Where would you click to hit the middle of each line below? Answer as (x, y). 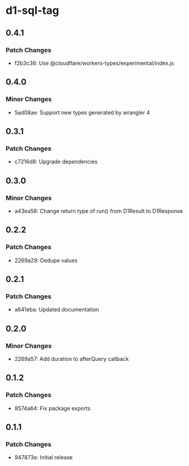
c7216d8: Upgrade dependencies (56, 162)
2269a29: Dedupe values (46, 260)
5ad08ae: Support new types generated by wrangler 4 (82, 112)
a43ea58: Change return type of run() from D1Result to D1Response (99, 211)
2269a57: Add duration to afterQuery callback (72, 359)
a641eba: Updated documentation (57, 310)
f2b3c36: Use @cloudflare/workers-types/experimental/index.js (94, 63)
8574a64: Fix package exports (53, 408)
